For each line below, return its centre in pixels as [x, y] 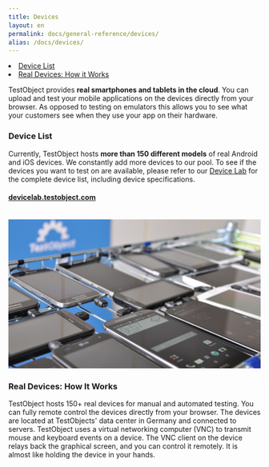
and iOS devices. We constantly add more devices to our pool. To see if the [132, 162]
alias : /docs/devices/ [46, 42]
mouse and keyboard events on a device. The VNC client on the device [125, 438]
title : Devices [34, 17]
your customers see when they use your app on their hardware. [113, 115]
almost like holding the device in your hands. [82, 455]
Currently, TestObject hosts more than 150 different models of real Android [133, 154]
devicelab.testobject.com [52, 198]
